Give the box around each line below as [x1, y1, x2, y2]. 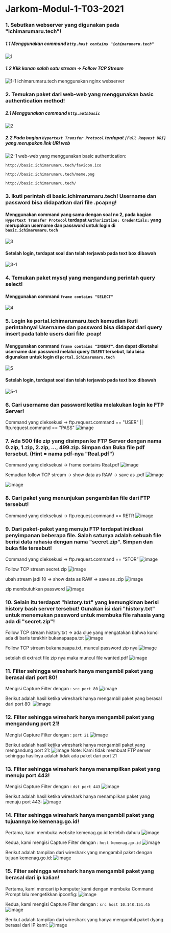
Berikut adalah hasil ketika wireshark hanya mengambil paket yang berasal [5, 695, 162, 702]
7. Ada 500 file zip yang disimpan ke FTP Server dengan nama [5, 437, 162, 444]
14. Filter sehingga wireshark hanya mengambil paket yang [5, 811, 155, 818]
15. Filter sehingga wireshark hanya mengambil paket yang [5, 867, 154, 875]
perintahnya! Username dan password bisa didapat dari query [5, 324, 162, 331]
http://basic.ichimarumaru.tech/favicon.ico [5, 162, 102, 168]
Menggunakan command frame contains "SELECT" [5, 293, 113, 300]
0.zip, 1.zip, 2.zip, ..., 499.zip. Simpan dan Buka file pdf [5, 443, 145, 451]
